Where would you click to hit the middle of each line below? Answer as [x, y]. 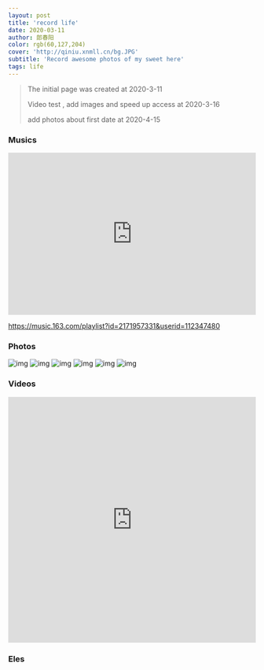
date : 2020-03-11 [37, 30]
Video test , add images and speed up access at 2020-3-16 [123, 104]
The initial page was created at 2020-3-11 [95, 89]
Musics [22, 140]
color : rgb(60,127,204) [47, 45]
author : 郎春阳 [31, 37]
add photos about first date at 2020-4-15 [94, 120]
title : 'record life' [44, 23]
